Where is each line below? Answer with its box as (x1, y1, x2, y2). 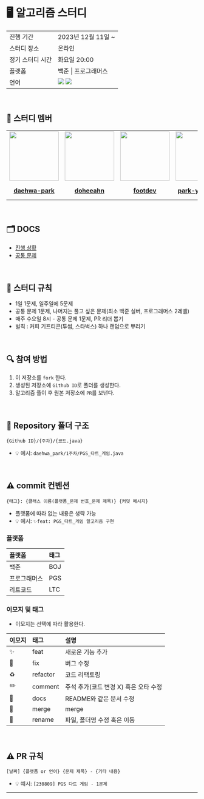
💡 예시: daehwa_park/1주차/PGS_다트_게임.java (15, 449, 124, 457)
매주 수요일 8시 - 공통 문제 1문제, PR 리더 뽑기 (15, 315, 124, 322)
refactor (32, 670, 55, 679)
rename (32, 715, 55, 724)
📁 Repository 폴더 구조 (6, 420, 89, 430)
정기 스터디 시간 (9, 55, 52, 64)
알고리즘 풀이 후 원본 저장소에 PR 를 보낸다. (15, 389, 115, 396)
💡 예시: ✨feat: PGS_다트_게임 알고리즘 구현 (15, 517, 114, 525)
